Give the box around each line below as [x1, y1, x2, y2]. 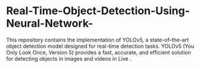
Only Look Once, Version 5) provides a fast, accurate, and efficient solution [6, 48, 191, 56]
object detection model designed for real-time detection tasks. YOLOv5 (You [6, 43, 195, 50]
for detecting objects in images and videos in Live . [6, 55, 131, 62]
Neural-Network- [6, 17, 94, 30]
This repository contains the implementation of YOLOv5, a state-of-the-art [6, 36, 189, 43]
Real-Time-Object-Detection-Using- [6, 4, 190, 18]
